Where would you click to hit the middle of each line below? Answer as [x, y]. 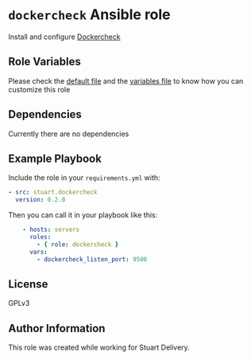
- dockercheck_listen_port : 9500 [92, 259]
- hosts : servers [51, 230]
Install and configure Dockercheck [64, 37]
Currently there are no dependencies [69, 134]
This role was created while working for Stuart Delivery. [99, 347]
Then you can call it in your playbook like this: [83, 215]
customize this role [39, 89]
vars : [38, 252]
